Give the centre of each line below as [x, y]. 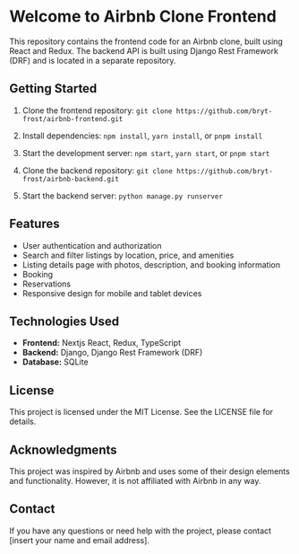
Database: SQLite [55, 362]
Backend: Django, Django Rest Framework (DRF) [112, 353]
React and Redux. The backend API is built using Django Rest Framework [144, 50]
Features [34, 224]
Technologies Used [64, 321]
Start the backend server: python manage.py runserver [123, 196]
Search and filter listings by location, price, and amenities [128, 255]
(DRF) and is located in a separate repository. [93, 60]
